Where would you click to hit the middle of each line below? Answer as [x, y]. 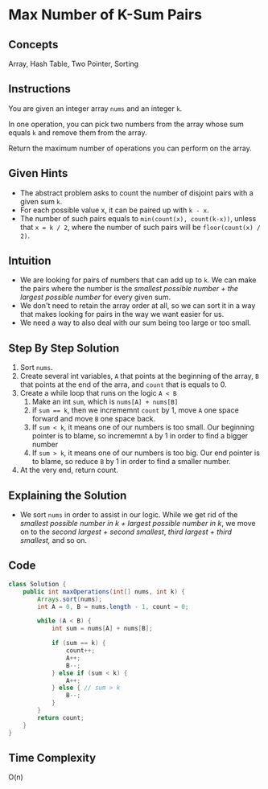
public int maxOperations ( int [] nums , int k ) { [104, 592]
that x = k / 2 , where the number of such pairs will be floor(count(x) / [140, 227]
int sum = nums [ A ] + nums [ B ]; [102, 629]
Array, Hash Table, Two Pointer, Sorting [74, 64]
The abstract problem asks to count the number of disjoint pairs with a [136, 193]
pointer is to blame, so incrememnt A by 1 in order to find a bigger [140, 436]
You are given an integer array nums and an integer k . [95, 108]
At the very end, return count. [69, 470]
